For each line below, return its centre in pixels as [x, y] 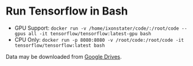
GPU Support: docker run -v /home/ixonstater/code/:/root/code [96, 28]
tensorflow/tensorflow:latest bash [60, 45]
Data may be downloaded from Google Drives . [64, 56]
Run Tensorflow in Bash [67, 11]
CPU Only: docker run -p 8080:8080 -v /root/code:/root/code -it [99, 39]
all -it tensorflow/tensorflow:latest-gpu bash [90, 34]
